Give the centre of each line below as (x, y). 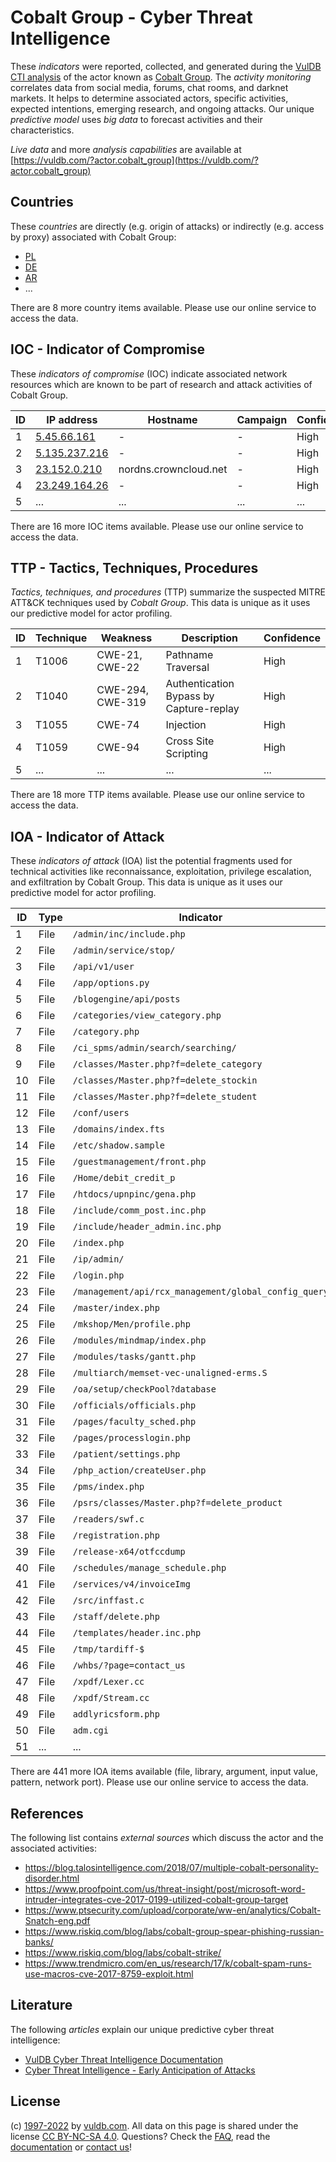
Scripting (187, 754)
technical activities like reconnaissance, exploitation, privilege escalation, (161, 872)
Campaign (262, 419)
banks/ (39, 1942)
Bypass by (190, 696)
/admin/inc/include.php (129, 934)
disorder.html (52, 1878)
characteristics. (42, 130)
